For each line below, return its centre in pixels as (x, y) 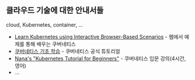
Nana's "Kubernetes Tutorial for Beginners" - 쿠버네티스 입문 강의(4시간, (100, 58)
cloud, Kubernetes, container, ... (45, 24)
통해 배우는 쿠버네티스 (51, 44)
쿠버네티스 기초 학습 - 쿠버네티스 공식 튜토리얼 (67, 51)
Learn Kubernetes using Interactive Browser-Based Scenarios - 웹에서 (99, 37)
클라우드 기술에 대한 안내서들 (55, 10)
